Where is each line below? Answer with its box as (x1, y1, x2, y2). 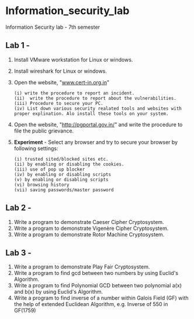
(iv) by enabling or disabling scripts (13, 171, 112, 177)
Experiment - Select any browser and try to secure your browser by (13, 138, 178, 145)
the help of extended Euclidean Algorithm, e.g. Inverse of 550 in (13, 301, 168, 308)
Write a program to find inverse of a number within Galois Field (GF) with (13, 294, 189, 301)
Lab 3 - (5, 247, 32, 257)
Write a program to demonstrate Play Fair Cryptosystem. (13, 263, 150, 270)
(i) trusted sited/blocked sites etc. (13, 156, 109, 162)
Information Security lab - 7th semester (5, 23, 101, 30)
